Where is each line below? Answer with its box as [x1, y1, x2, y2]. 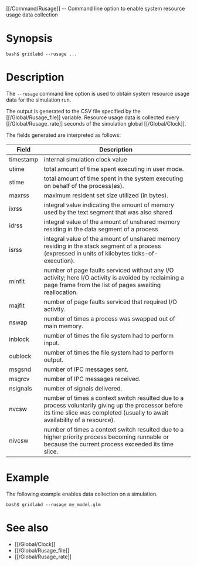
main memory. [43, 322, 84, 330]
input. [43, 339, 60, 347]
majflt [9, 301, 25, 309]
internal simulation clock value [43, 155, 128, 163]
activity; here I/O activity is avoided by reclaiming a [43, 273, 184, 281]
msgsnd [9, 365, 31, 373]
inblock [9, 335, 29, 343]
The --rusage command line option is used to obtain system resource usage [6, 90, 189, 97]
